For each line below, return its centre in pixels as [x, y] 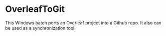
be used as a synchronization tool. [40, 28]
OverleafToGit [35, 9]
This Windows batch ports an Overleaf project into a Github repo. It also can [83, 23]
